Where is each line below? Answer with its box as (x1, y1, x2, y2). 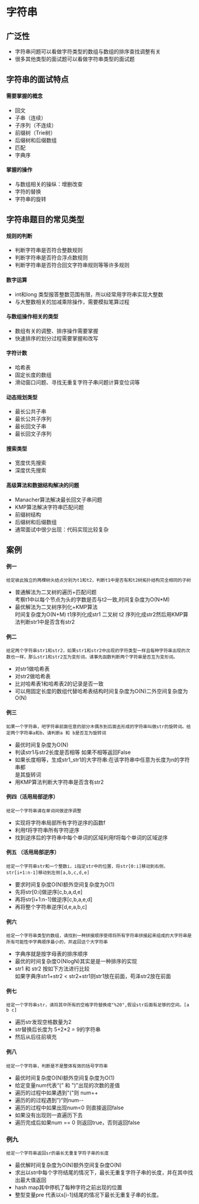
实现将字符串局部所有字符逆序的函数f (14, 819, 106, 826)
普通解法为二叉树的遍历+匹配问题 (14, 588, 97, 596)
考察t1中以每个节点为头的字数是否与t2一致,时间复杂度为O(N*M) (14, 596, 170, 603)
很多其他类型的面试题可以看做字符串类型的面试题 (14, 55, 135, 63)
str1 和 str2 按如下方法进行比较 (14, 965, 90, 972)
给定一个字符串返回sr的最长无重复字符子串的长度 (6, 1150, 109, 1156)
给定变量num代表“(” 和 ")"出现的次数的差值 (14, 1081, 121, 1088)
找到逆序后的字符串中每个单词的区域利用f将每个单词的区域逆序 (14, 834, 168, 841)
